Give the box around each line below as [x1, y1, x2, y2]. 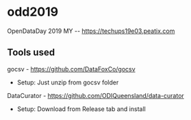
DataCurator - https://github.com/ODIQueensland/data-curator [7, 91, 185, 99]
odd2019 [7, 4, 59, 20]
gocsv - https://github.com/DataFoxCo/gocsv [7, 64, 136, 73]
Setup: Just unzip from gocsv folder [16, 78, 119, 86]
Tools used [7, 47, 55, 58]
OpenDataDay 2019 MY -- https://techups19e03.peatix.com [7, 27, 175, 35]
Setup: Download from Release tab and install [16, 104, 146, 113]
